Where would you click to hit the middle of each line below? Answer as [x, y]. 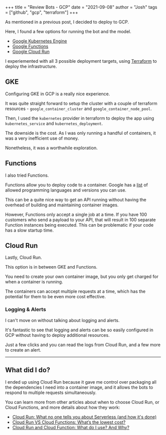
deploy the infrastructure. [31, 66]
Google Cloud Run [31, 52]
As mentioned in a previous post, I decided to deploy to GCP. [67, 22]
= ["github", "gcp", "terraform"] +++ [42, 12]
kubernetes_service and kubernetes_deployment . [54, 123]
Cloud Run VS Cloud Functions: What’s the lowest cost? [69, 422]
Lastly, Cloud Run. [23, 257]
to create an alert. [23, 350]
